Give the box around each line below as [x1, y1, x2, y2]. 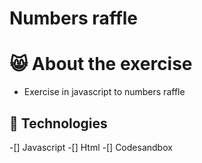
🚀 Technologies [9, 115, 108, 132]
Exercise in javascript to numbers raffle [23, 86, 186, 98]
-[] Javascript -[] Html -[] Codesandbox [9, 141, 173, 153]
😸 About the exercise [9, 53, 193, 76]
